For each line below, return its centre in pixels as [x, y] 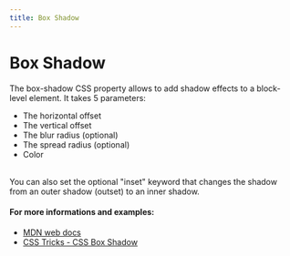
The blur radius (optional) [70, 135]
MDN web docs [52, 232]
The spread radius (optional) [76, 144]
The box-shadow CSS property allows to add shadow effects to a [132, 88]
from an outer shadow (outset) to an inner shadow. [105, 191]
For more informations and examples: [82, 212]
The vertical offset [57, 125]
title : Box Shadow [44, 18]
